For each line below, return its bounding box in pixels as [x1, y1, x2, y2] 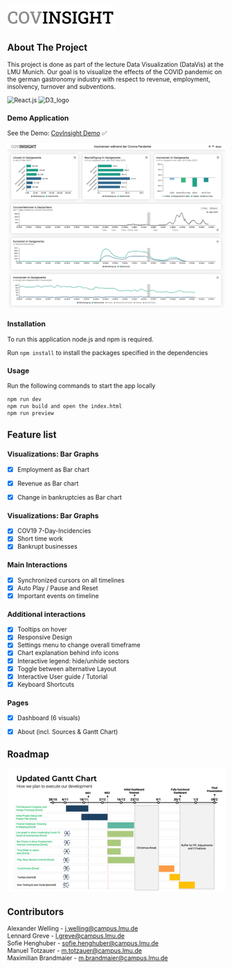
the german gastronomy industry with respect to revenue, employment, [7, 75, 211, 83]
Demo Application [7, 113, 69, 123]
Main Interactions [7, 560, 68, 570]
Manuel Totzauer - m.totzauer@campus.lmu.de [7, 947, 142, 955]
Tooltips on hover [17, 625, 68, 633]
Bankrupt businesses [17, 543, 78, 551]
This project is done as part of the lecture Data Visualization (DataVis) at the [7, 60, 224, 68]
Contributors [7, 906, 64, 918]
